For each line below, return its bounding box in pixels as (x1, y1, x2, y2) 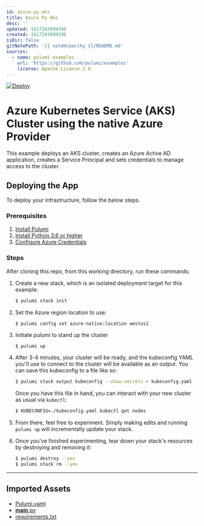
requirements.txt (15, 513, 57, 520)
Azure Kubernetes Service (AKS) (6, 104, 176, 118)
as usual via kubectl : (15, 396, 67, 403)
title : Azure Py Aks (6, 15, 59, 21)
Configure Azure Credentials (15, 238, 87, 246)
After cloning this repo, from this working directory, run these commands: (6, 268, 190, 275)
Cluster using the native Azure (6, 116, 163, 130)
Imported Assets (6, 484, 71, 494)
